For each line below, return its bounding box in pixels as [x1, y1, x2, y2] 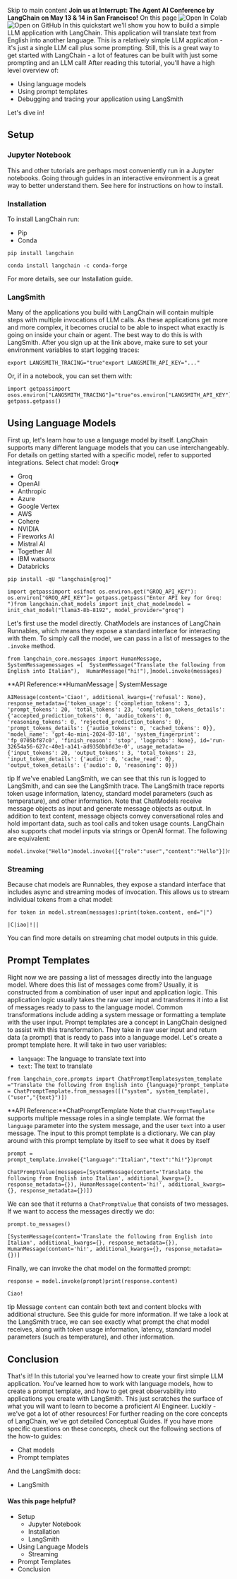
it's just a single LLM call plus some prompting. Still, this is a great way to [7, 44, 220, 52]
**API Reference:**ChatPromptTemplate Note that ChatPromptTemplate [7, 1106, 215, 1115]
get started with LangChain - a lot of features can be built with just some [7, 51, 218, 59]
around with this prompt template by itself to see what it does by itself [7, 1137, 210, 1145]
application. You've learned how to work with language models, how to [7, 1380, 214, 1388]
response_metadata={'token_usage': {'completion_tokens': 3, [7, 700, 191, 708]
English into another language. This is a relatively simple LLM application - [7, 36, 224, 45]
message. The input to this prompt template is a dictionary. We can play [7, 1129, 216, 1137]
